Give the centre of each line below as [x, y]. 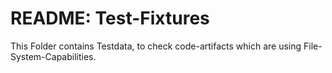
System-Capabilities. [53, 56]
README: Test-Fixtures [110, 18]
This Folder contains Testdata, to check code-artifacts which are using [156, 46]
